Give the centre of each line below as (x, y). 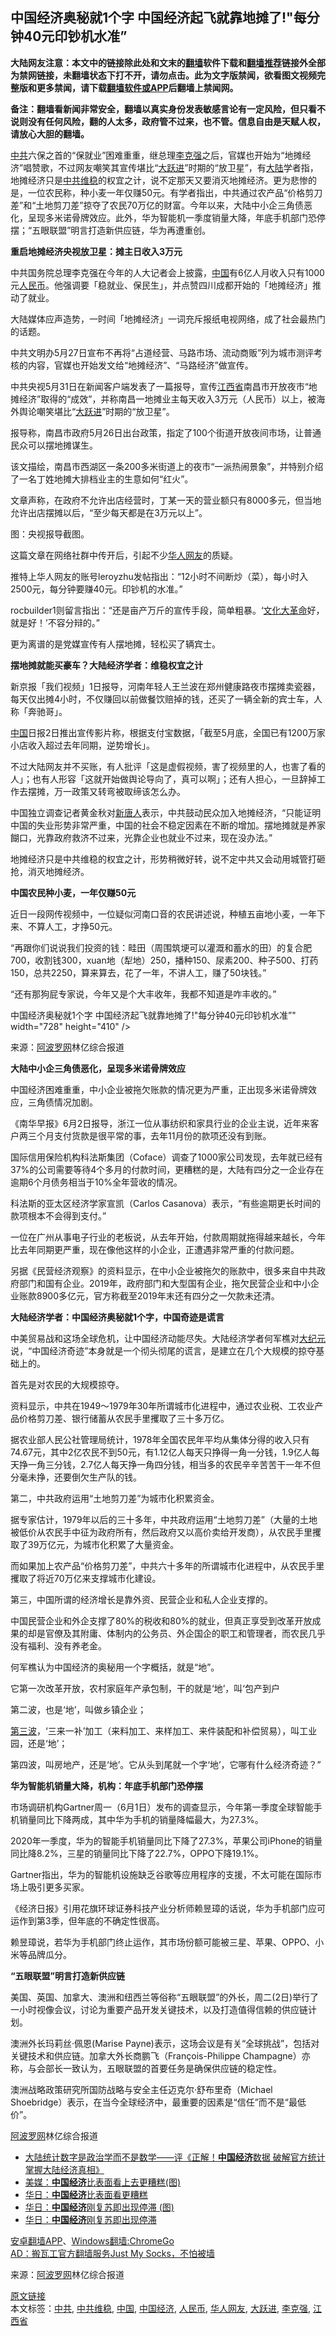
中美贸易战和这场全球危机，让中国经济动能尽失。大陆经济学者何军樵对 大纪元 (168, 1338)
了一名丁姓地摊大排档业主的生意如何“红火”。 (102, 479)
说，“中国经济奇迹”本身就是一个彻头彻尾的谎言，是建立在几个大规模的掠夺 (163, 1350)
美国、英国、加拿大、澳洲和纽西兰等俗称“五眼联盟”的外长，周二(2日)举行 (160, 1997)
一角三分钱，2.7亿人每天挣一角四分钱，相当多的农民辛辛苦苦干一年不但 (174, 1464)
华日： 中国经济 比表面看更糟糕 (86, 2194)
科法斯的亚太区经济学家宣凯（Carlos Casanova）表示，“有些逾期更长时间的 (166, 1203)
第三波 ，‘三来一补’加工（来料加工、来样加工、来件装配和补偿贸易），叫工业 (164, 1730)
